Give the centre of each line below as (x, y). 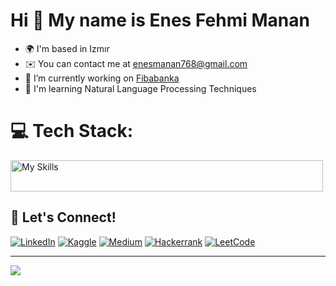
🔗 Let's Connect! (63, 217)
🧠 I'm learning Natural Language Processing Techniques (140, 88)
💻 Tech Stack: (72, 131)
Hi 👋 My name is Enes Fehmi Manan (160, 20)
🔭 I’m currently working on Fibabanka (102, 78)
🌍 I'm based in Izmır (67, 48)
